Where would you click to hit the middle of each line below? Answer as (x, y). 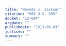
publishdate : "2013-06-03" (32, 27)
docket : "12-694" (23, 18)
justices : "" (18, 32)
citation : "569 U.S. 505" (31, 14)
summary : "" (17, 36)
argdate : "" (17, 23)
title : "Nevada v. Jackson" (33, 9)
